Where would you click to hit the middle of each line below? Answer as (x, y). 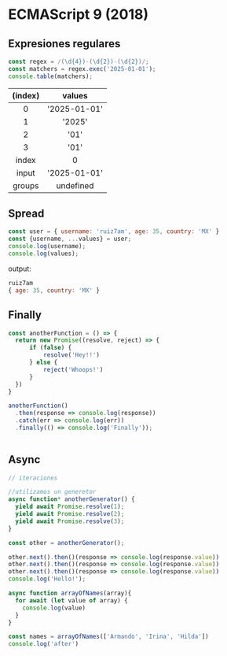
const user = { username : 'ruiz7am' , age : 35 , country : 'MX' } (114, 232)
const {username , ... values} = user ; (70, 239)
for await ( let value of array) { (71, 600)
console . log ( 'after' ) (44, 644)
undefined (75, 185)
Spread (26, 214)
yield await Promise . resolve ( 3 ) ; (70, 521)
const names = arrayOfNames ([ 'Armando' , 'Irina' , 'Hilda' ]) (109, 637)
